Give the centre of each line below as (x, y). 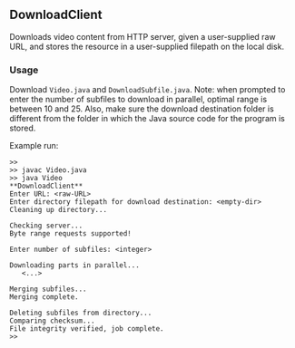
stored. (23, 128)
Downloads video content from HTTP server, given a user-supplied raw (143, 36)
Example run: (34, 146)
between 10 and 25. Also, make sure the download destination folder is (142, 109)
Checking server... (46, 226)
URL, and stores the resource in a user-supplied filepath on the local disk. (147, 46)
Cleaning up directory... (58, 210)
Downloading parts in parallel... (75, 266)
